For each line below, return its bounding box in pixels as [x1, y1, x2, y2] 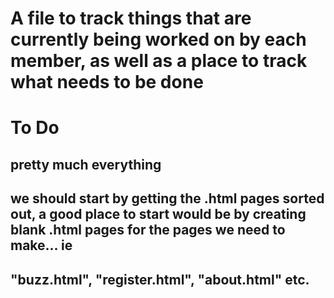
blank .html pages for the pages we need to [10, 222, 286, 239]
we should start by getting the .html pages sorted [10, 190, 325, 207]
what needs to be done [10, 71, 204, 94]
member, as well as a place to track [10, 50, 308, 72]
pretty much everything [10, 156, 162, 173]
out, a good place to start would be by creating [10, 206, 307, 223]
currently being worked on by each [10, 28, 307, 51]
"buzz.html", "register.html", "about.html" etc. [10, 271, 310, 288]
